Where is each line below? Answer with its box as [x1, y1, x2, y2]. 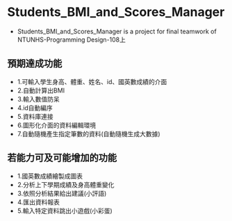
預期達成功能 [7, 58, 63, 69]
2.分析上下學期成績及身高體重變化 [17, 180, 115, 188]
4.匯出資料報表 [17, 197, 60, 206]
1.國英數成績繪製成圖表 [17, 172, 83, 180]
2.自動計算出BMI [17, 86, 65, 95]
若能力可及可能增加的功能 [7, 152, 117, 164]
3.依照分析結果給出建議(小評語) [17, 189, 107, 197]
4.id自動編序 [17, 104, 53, 112]
